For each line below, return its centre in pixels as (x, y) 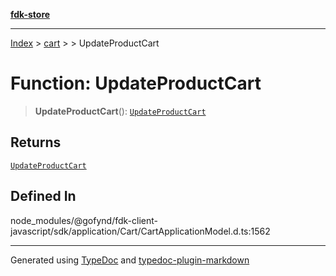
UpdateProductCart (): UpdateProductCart (120, 111)
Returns (36, 142)
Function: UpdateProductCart (136, 83)
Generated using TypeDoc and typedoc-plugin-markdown (130, 260)
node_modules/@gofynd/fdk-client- (84, 220)
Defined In (43, 196)
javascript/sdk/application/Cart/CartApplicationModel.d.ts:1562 (140, 231)
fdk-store (30, 14)
